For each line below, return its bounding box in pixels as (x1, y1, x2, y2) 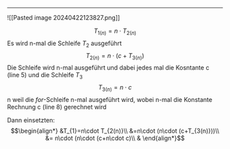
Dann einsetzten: (7, 116, 55, 124)
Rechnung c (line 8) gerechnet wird (7, 103, 107, 111)
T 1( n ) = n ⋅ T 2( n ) (93, 27, 137, 36)
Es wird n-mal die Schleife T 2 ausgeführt (7, 39, 122, 49)
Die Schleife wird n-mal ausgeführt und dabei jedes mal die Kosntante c (7, 64, 210, 72)
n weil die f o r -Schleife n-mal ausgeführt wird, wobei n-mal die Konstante (7, 95, 213, 103)
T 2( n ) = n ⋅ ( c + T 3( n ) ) (85, 51, 145, 62)
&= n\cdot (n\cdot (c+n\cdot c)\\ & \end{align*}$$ (45, 134, 185, 142)
